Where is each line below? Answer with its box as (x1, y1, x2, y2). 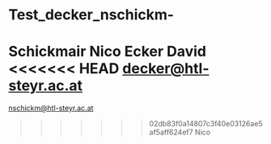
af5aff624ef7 (149, 127, 193, 138)
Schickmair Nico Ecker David (8, 43, 207, 61)
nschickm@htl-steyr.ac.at (8, 103, 94, 113)
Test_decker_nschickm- (8, 6, 175, 24)
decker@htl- (122, 60, 210, 78)
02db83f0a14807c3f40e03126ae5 (149, 119, 263, 129)
